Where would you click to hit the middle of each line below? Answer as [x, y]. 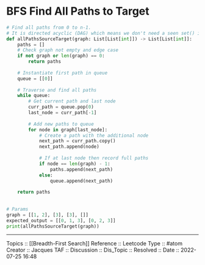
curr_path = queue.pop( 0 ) [61, 107]
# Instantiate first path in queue [63, 73]
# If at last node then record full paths [94, 158]
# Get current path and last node [72, 101]
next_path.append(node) [69, 147]
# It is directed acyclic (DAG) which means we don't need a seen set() [101, 33]
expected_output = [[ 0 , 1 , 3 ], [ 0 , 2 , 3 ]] [61, 220]
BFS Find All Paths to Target [78, 11]
